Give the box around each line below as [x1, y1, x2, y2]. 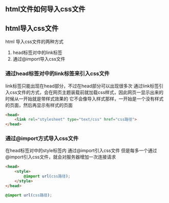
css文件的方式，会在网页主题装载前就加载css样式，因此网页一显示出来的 [9, 89, 164, 95]
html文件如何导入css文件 [5, 5, 86, 14]
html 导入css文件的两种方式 [5, 39, 64, 45]
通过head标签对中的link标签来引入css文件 [5, 70, 110, 77]
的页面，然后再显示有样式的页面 [5, 102, 73, 108]
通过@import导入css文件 [12, 56, 66, 62]
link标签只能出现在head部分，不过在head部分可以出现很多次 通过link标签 [5, 83, 159, 89]
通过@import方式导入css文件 [5, 135, 79, 142]
